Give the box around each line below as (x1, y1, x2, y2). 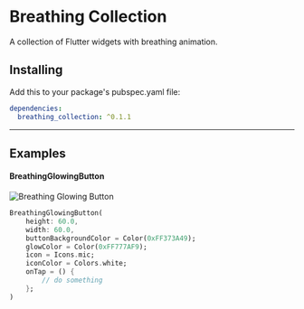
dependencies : (9, 104, 63, 113)
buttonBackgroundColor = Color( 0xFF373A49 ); (25, 233, 196, 243)
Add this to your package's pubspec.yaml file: (9, 86, 181, 97)
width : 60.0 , (25, 225, 75, 234)
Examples (9, 145, 66, 161)
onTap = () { (25, 267, 75, 276)
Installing (9, 62, 63, 78)
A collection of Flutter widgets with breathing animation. (9, 36, 219, 47)
